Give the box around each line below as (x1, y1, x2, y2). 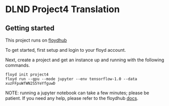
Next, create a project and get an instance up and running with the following (5, 57, 164, 63)
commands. (5, 62, 30, 68)
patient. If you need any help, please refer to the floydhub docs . (5, 95, 139, 101)
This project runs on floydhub (5, 37, 67, 43)
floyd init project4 (5, 72, 49, 77)
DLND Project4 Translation (5, 4, 120, 15)
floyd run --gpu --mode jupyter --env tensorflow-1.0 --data (5, 77, 138, 82)
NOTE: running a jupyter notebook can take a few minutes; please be (5, 90, 150, 96)
